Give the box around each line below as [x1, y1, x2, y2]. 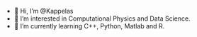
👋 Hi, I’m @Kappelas [13, 7, 74, 15]
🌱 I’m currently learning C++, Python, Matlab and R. [13, 22, 165, 30]
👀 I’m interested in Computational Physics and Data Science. [13, 14, 191, 23]
